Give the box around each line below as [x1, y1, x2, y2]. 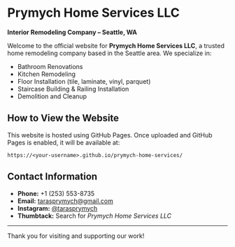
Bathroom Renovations [17, 62, 83, 70]
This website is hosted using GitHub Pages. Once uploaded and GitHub [7, 130, 213, 139]
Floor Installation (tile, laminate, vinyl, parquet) [17, 77, 151, 85]
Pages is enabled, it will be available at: [7, 138, 120, 147]
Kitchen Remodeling [17, 70, 76, 78]
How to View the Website [7, 112, 120, 124]
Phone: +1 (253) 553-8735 [17, 189, 95, 197]
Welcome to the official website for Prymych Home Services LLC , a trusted [7, 41, 225, 50]
